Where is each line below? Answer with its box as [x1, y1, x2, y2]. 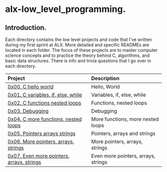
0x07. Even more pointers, [7, 153, 70, 159]
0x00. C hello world [7, 83, 54, 90]
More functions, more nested [91, 116, 159, 123]
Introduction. [5, 23, 47, 32]
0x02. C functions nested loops [7, 100, 82, 106]
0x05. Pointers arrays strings [7, 130, 76, 137]
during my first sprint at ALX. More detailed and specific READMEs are [5, 42, 150, 48]
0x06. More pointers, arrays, [7, 138, 75, 145]
